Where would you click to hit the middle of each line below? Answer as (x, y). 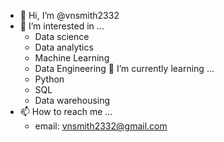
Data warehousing (72, 100)
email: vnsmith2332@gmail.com (101, 126)
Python (49, 79)
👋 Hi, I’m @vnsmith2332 (69, 15)
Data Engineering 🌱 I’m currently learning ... (124, 68)
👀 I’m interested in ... (62, 26)
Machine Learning (72, 58)
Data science (62, 36)
